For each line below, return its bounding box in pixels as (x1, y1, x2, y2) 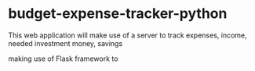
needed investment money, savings (8, 38, 123, 48)
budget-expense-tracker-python (8, 5, 228, 23)
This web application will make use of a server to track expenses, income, (8, 30, 247, 40)
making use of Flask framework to (8, 54, 118, 63)
